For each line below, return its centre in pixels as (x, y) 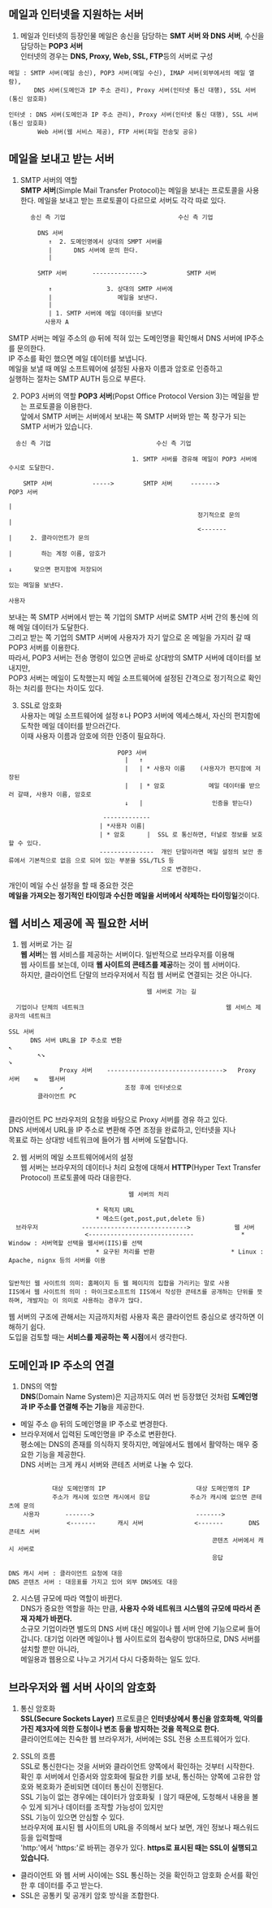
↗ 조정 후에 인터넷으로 (121, 1088)
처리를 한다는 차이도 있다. (63, 688)
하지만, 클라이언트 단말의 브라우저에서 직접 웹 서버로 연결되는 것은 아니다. (136, 975)
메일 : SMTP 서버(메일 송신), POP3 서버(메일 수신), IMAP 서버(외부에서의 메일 (127, 73)
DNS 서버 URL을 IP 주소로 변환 (76, 1041)
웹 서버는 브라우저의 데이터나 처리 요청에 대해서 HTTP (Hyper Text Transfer (140, 1167)
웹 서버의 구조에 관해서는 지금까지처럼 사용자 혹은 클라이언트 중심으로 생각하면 (132, 1317)
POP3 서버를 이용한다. (44, 647)
